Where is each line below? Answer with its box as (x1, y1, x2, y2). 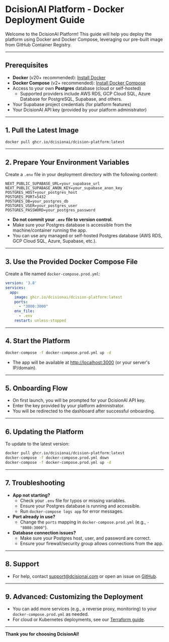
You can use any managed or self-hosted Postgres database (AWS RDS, (12, 233, 162, 239)
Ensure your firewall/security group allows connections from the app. (20, 540, 163, 546)
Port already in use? (12, 513, 55, 519)
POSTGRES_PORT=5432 (5, 194, 46, 200)
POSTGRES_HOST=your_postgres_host (5, 190, 78, 195)
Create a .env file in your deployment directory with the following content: (5, 172, 158, 178)
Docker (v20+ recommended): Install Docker (12, 74, 106, 80)
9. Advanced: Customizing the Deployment (5, 592, 143, 601)
